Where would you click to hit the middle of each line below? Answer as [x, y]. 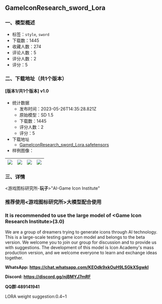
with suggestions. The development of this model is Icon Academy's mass [80, 248]
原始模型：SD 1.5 [36, 115]
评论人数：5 [24, 53]
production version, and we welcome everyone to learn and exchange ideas [81, 253]
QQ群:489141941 [22, 287]
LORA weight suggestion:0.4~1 [36, 297]
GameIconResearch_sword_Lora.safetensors [64, 144]
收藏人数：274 [27, 46]
